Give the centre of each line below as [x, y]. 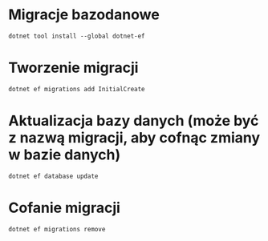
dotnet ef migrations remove [57, 229]
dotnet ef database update [53, 176]
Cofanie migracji [64, 208]
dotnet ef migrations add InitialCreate [77, 89]
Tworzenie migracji [73, 68]
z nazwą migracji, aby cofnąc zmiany [134, 138]
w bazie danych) [65, 155]
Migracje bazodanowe [84, 15]
